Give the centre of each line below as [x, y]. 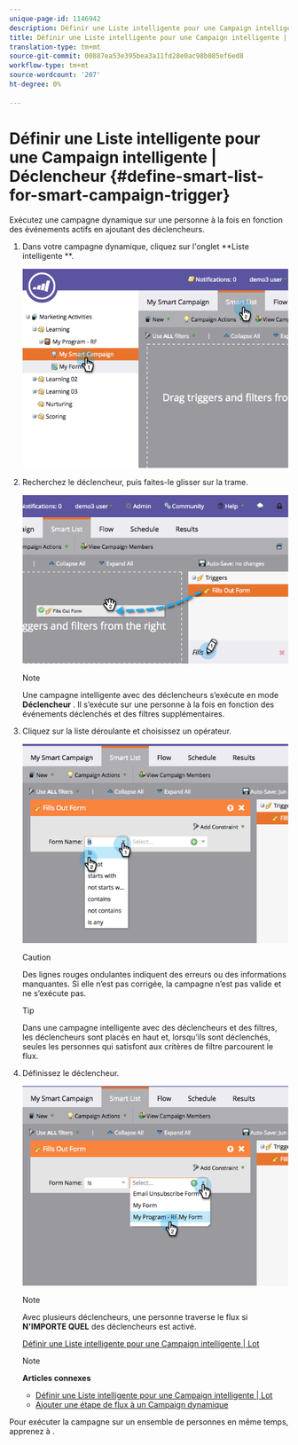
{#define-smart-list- [187, 176]
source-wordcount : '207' [55, 75]
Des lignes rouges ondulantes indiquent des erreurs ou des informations [154, 975]
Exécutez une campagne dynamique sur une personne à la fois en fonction [146, 220]
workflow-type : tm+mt [49, 66]
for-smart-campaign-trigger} [120, 195]
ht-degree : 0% [35, 84]
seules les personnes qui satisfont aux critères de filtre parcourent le [147, 1047]
